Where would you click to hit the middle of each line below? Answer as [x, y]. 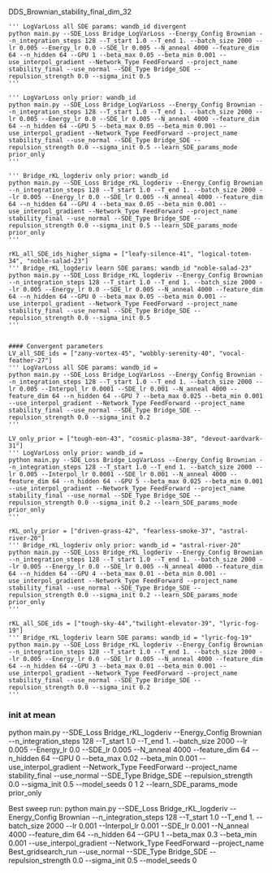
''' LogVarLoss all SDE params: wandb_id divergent [97, 27]
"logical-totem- [225, 254]
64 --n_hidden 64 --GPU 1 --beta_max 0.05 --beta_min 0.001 [112, 55]
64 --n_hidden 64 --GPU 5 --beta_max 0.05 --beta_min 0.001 [112, 126]
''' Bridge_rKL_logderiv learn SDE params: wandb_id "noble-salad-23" [130, 268]
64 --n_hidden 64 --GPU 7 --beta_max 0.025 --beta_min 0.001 [158, 396]
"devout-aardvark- [232, 439]
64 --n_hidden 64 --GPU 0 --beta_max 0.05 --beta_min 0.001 [112, 296]
